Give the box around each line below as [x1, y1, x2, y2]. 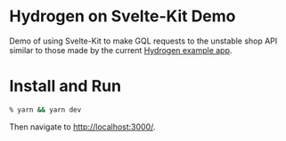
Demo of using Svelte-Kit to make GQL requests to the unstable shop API [9, 35, 278, 46]
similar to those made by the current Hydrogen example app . [9, 44, 233, 55]
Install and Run [9, 76, 122, 97]
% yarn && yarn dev [9, 105, 82, 114]
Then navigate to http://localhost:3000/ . [9, 121, 156, 132]
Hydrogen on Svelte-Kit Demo [9, 6, 236, 27]
